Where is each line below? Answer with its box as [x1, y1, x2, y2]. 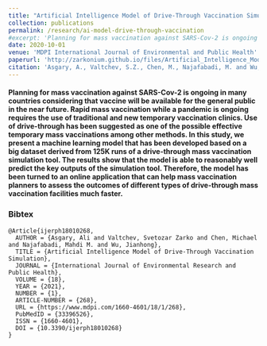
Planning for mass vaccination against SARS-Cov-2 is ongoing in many [8, 88, 248, 98]
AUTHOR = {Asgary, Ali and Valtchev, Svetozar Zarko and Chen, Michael [15, 233, 258, 242]
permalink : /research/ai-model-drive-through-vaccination [8, 26, 204, 34]
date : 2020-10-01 [8, 41, 66, 49]
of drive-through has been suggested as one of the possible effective [8, 121, 242, 131]
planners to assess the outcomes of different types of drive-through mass [8, 180, 258, 190]
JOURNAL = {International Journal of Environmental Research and [15, 261, 237, 270]
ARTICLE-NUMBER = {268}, [15, 296, 98, 304]
